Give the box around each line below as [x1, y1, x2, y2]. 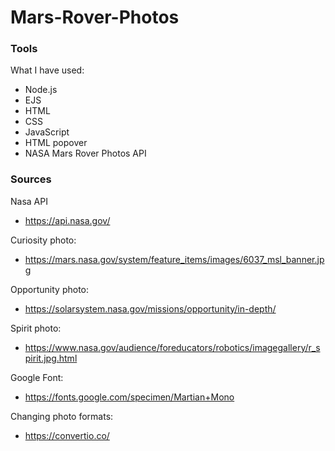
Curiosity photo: [10, 234, 77, 246]
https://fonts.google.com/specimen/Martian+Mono [24, 391, 235, 403]
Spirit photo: [10, 322, 62, 334]
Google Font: [10, 371, 64, 383]
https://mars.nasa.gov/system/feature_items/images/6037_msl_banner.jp [24, 253, 325, 265]
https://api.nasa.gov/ [24, 214, 111, 226]
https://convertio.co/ [24, 429, 110, 441]
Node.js [24, 84, 58, 96]
